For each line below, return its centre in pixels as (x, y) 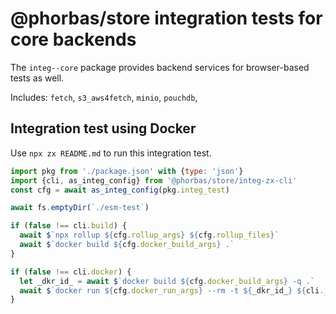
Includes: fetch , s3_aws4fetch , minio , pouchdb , (104, 97)
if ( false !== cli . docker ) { (71, 272)
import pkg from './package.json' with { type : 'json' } (127, 171)
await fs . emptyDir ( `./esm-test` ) (80, 208)
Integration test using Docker (103, 128)
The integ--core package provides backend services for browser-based (160, 67)
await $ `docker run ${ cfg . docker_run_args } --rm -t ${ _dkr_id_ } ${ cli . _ (174, 290)
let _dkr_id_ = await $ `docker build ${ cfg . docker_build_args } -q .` (167, 281)
